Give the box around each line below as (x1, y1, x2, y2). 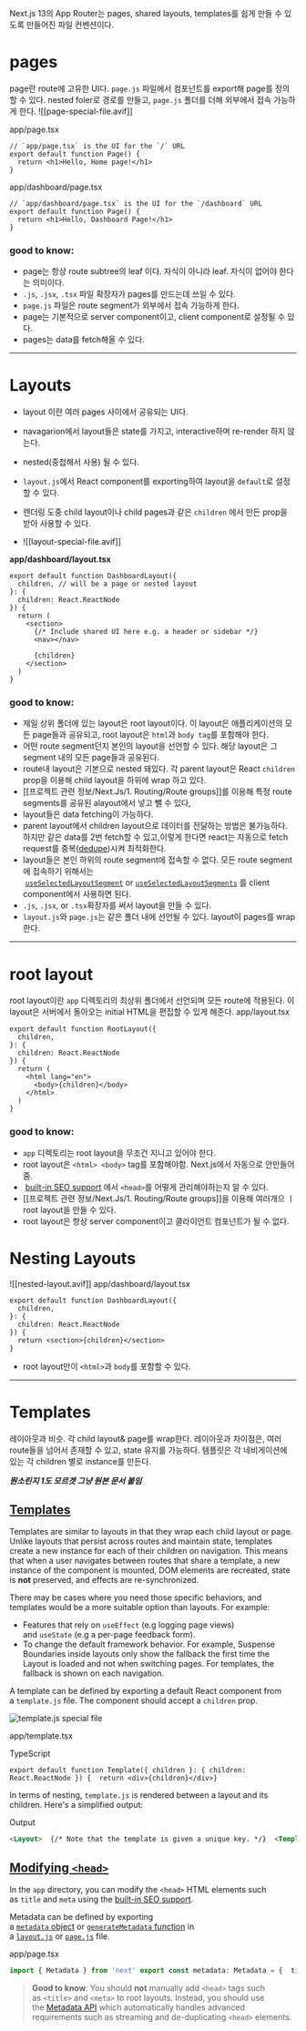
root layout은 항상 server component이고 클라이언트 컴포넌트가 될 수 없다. (22, 1215, 290, 1227)
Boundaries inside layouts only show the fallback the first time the (22, 1648, 270, 1659)
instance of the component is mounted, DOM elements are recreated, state (9, 1565, 291, 1576)
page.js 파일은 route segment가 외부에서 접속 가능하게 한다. (22, 300, 240, 311)
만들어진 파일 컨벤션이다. (25, 19, 115, 30)
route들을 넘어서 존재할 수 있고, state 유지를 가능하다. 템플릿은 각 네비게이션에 (9, 1444, 288, 1455)
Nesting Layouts (9, 1248, 137, 1269)
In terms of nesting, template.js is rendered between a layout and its (9, 1790, 269, 1801)
